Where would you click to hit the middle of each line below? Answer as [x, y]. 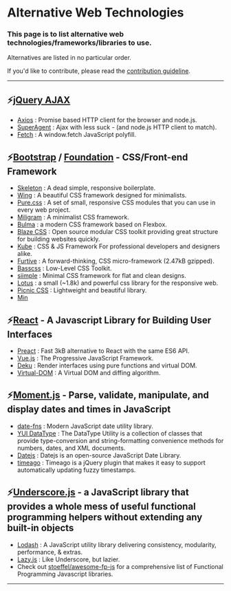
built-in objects [41, 528]
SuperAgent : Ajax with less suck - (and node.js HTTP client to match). [117, 127]
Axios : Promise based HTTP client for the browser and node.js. [107, 120]
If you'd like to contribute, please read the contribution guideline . [99, 71]
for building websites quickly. [58, 239]
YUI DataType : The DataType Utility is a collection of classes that [110, 433]
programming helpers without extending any [105, 517]
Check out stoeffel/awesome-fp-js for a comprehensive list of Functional [120, 566]
